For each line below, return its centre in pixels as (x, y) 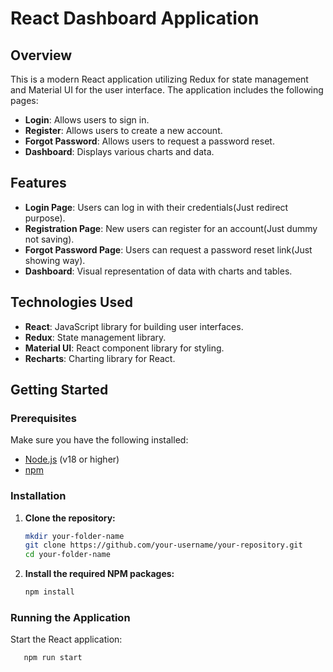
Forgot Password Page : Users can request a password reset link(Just (168, 249)
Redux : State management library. (95, 337)
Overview (41, 55)
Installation (38, 496)
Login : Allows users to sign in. (87, 120)
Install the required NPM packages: (99, 574)
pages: (24, 100)
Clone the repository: (70, 518)
